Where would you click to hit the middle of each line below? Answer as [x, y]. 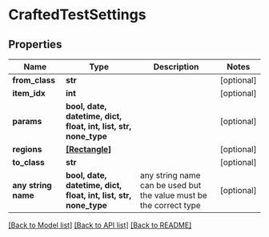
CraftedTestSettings [77, 15]
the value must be [174, 195]
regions [27, 149]
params [27, 121]
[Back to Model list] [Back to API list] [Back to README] [100, 225]
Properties [35, 44]
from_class [34, 80]
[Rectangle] [88, 149]
